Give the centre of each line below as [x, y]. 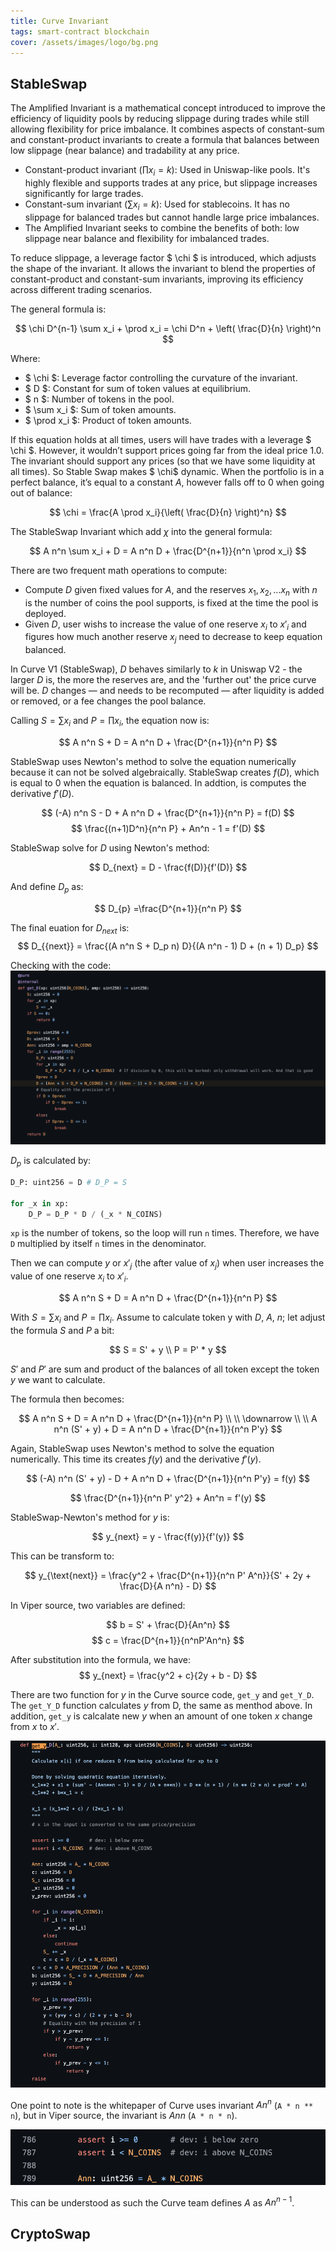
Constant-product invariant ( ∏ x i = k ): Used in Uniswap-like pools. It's [167, 171]
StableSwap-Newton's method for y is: [90, 1517]
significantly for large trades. [84, 193]
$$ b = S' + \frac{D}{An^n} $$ [168, 1624]
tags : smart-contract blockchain [80, 31]
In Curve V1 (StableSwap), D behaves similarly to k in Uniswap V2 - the [156, 669]
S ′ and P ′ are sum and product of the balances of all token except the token [165, 1369]
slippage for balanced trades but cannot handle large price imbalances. [172, 217]
